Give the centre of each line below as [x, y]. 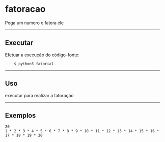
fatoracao [25, 9]
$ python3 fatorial [34, 64]
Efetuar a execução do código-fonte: [42, 55]
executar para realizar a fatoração [39, 95]
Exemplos [20, 115]
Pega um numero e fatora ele [34, 23]
